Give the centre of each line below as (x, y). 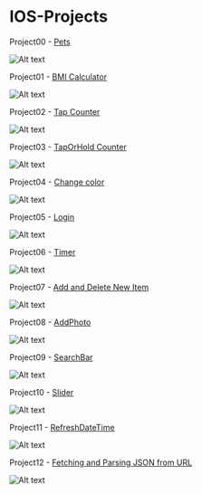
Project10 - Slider (42, 392)
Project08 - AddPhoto (50, 322)
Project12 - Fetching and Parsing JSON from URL (101, 462)
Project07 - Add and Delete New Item (79, 287)
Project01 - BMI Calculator (58, 76)
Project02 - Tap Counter (55, 111)
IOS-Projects (59, 17)
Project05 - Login (42, 217)
